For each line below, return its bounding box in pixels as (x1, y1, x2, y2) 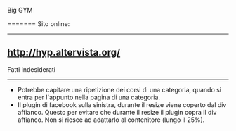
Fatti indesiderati (7, 65, 56, 73)
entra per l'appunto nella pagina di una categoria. (17, 93, 160, 101)
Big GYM (7, 6, 33, 14)
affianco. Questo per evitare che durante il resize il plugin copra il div (17, 108, 217, 116)
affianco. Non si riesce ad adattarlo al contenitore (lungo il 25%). (17, 116, 205, 124)
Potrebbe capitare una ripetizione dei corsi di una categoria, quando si (17, 85, 221, 94)
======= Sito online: (7, 20, 70, 27)
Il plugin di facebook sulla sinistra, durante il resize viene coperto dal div (17, 100, 227, 108)
